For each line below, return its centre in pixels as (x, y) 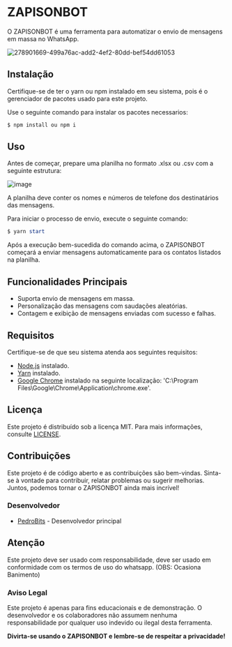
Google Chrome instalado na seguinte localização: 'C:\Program (108, 380)
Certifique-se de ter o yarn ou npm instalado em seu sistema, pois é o (108, 91)
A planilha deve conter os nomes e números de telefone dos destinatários (113, 198)
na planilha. (24, 260)
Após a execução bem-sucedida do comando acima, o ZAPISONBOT (106, 245)
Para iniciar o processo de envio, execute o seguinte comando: (98, 219)
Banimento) (24, 574)
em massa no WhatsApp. (43, 38)
